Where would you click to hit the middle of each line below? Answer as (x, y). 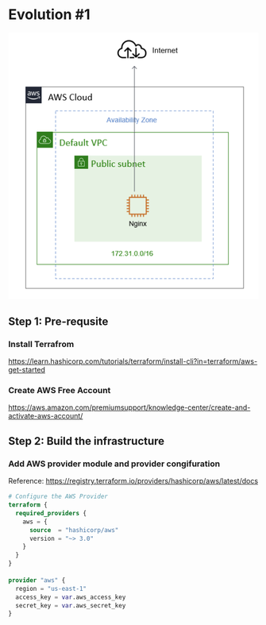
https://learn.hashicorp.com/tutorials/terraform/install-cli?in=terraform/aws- (133, 361)
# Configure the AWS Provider (58, 497)
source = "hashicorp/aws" (74, 530)
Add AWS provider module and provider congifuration (114, 464)
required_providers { (51, 513)
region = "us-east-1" (51, 588)
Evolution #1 (49, 15)
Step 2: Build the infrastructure (87, 441)
